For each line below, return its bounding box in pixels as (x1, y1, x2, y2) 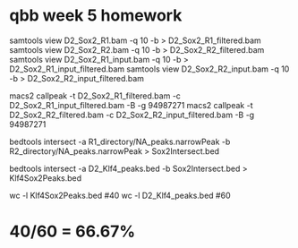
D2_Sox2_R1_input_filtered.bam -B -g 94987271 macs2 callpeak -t (9, 99, 253, 110)
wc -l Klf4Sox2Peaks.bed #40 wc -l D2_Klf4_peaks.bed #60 (9, 190, 231, 201)
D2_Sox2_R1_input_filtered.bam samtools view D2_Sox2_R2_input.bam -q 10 (9, 64, 290, 74)
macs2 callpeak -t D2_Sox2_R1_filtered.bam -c (9, 90, 182, 101)
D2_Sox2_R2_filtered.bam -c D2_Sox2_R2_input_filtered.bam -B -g (9, 109, 255, 120)
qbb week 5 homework (9, 5, 183, 26)
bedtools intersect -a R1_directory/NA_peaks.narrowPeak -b (9, 136, 231, 147)
